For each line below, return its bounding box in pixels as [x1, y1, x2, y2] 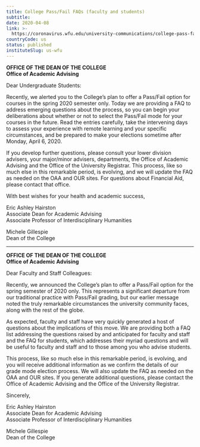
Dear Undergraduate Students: [6, 82, 82, 89]
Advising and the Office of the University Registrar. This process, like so [6, 162, 183, 169]
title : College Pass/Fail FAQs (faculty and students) [6, 8, 145, 15]
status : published [6, 42, 52, 48]
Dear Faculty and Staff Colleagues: [6, 269, 92, 277]
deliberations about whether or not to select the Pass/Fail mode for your [6, 112, 183, 119]
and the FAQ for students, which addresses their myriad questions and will [6, 337, 189, 344]
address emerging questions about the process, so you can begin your [6, 105, 180, 113]
